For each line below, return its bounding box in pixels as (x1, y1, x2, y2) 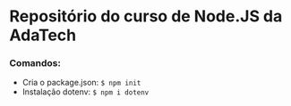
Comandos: (9, 57, 61, 69)
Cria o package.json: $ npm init (21, 77, 141, 88)
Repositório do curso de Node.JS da (9, 6, 283, 27)
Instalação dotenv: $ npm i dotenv (21, 86, 150, 97)
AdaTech (9, 25, 77, 45)
